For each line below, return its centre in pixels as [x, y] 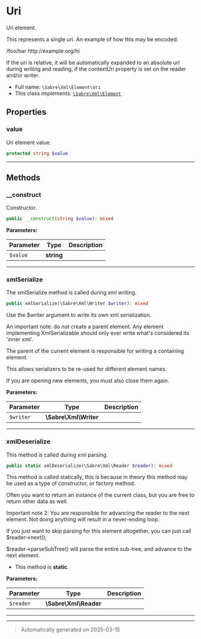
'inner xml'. [20, 340]
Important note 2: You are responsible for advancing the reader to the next [98, 513]
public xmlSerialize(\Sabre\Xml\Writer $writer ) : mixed [77, 304]
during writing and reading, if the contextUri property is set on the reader [96, 69]
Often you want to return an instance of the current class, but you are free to [100, 495]
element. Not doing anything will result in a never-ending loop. [83, 520]
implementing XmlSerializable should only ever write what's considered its [98, 333]
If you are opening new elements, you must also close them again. [88, 381]
